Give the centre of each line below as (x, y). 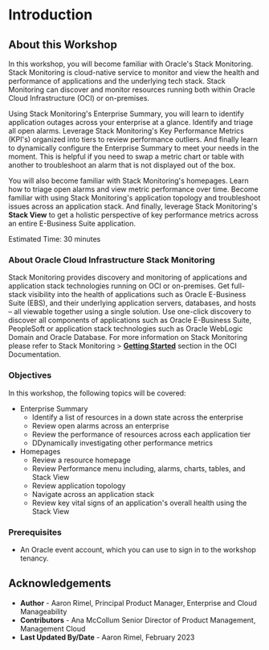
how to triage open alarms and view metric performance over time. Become (133, 189)
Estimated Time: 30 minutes (55, 239)
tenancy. (34, 558)
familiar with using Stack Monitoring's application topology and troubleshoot (134, 198)
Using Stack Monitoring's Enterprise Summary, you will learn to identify (126, 114)
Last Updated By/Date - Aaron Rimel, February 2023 (107, 637)
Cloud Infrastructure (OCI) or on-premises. (79, 98)
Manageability (43, 611)
